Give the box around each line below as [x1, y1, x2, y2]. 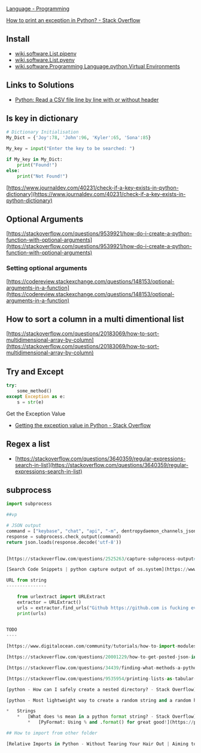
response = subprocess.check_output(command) [6, 534, 121, 540]
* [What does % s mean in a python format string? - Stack [17, 713, 170, 720]
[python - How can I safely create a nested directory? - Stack [6, 686, 170, 692]
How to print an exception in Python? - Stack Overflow [6, 17, 141, 23]
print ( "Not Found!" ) [17, 173, 68, 179]
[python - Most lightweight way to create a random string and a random [6, 697, 191, 703]
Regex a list [6, 439, 50, 449]
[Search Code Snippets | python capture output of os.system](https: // [6, 567, 188, 573]
